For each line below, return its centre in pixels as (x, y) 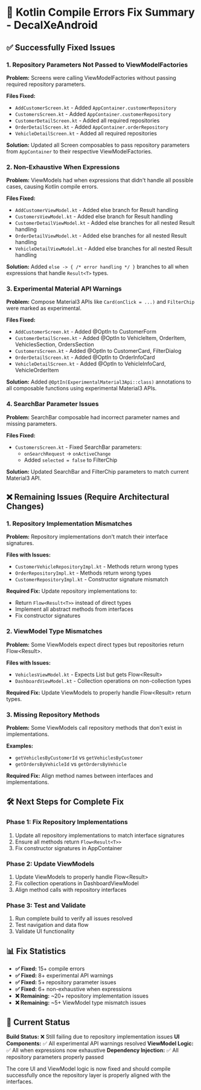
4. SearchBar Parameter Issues (53, 404)
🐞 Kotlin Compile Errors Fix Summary (101, 12)
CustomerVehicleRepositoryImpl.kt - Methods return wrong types (97, 567)
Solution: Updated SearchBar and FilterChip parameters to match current (97, 471)
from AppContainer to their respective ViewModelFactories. (79, 151)
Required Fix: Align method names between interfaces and (80, 776)
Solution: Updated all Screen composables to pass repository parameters (98, 145)
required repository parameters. (46, 84)
